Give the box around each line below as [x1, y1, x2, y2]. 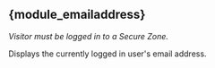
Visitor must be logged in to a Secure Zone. [8, 30, 169, 41]
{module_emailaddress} [8, 7, 146, 22]
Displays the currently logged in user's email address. [8, 48, 207, 59]
